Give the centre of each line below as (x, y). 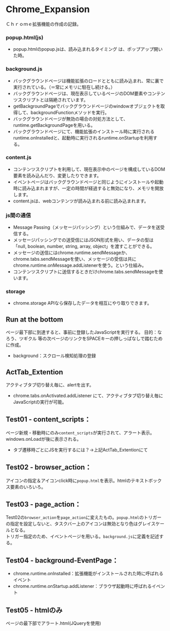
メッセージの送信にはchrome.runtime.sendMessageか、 (72, 253)
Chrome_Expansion (48, 9)
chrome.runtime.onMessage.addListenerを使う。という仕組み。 (80, 265)
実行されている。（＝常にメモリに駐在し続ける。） (64, 87)
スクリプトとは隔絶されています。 (53, 99)
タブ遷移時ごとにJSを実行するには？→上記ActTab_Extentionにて (80, 449)
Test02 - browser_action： (49, 467)
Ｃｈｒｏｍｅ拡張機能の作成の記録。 (44, 24)
